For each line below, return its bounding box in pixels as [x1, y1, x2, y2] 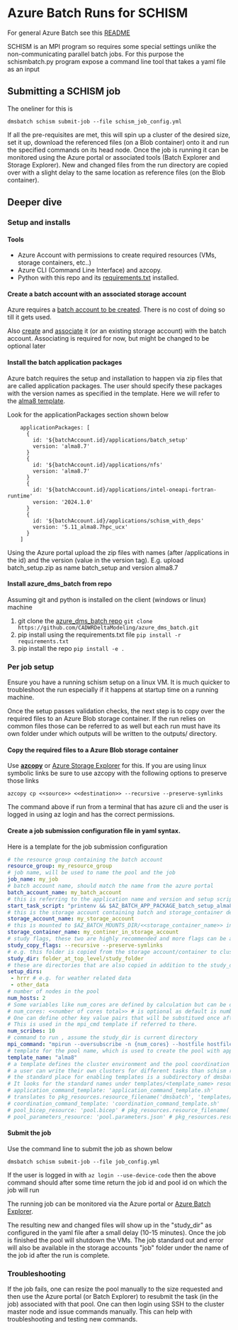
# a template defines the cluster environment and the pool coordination [7, 1060, 230, 1067]
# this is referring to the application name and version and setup [7, 896, 214, 903]
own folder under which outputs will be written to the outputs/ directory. [7, 730, 217, 738]
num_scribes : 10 [7, 1028, 55, 1035]
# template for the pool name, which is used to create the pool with [7, 1047, 220, 1055]
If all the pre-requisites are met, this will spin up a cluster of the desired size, [7, 130, 231, 139]
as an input [7, 65, 40, 73]
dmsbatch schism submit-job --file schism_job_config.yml [7, 118, 182, 125]
